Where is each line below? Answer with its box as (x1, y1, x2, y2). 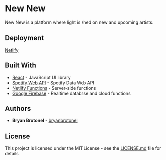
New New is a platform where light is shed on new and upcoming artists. (5, 19, 154, 25)
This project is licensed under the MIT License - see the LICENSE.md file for (5, 145, 161, 151)
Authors (5, 105, 31, 113)
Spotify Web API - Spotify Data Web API (12, 80, 94, 86)
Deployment (5, 34, 44, 42)
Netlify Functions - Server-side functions (12, 85, 96, 91)
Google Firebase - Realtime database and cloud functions (12, 90, 131, 96)
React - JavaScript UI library (12, 74, 71, 80)
